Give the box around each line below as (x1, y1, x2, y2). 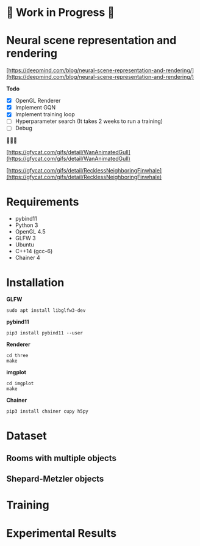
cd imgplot (6, 380, 34, 387)
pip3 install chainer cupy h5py (6, 408, 88, 415)
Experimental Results (6, 526, 117, 540)
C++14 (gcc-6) (15, 248, 53, 255)
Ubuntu (15, 241, 35, 248)
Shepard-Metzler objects (6, 474, 104, 484)
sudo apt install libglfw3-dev (6, 308, 86, 314)
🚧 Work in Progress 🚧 (6, 6, 115, 20)
